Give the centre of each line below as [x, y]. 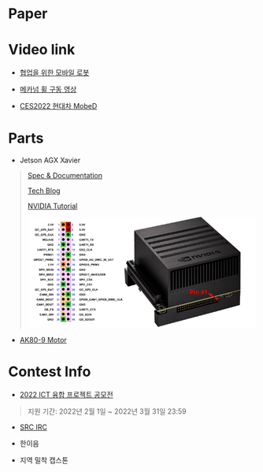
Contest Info [50, 372]
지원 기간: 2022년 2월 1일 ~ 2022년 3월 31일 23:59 [107, 411]
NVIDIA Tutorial [52, 206]
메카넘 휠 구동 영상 [48, 89]
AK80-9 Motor [43, 340]
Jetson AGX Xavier [50, 160]
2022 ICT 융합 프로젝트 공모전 [66, 395]
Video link [42, 50]
